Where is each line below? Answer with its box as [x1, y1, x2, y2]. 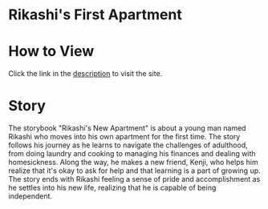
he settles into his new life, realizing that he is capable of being [8, 183, 217, 193]
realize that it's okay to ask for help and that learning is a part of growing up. [8, 166, 261, 175]
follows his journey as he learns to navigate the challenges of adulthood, [8, 140, 249, 150]
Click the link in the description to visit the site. [8, 69, 163, 78]
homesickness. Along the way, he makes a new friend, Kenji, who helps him [8, 158, 258, 167]
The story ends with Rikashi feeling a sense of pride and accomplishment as [8, 175, 261, 184]
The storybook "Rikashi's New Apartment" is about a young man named [8, 123, 246, 133]
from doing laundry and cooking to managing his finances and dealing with [8, 149, 256, 159]
